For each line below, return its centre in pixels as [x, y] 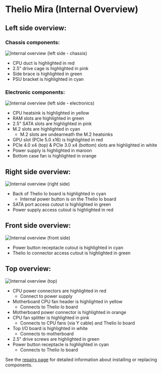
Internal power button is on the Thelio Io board [68, 199]
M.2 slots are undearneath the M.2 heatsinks [66, 134]
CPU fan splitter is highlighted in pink [51, 317]
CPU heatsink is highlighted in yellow [51, 113]
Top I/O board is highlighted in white [50, 328]
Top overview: [28, 269]
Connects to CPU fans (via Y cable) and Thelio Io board [77, 323]
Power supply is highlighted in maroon [52, 150]
